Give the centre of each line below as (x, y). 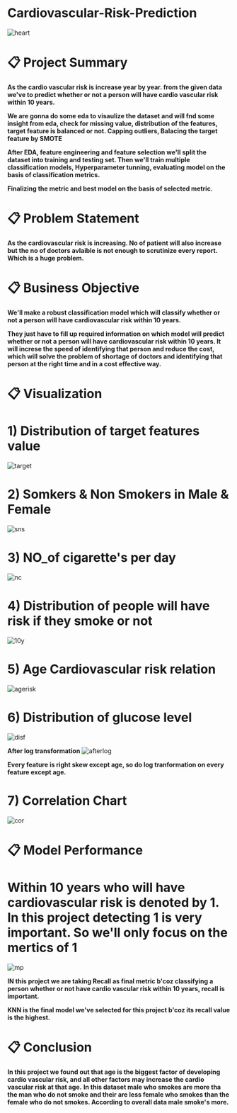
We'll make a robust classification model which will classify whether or (114, 312)
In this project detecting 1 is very (105, 917)
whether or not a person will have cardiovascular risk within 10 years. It (114, 341)
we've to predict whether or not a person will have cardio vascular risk (113, 94)
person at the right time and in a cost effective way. (84, 363)
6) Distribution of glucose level (100, 717)
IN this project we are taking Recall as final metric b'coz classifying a (110, 981)
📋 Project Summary (68, 63)
